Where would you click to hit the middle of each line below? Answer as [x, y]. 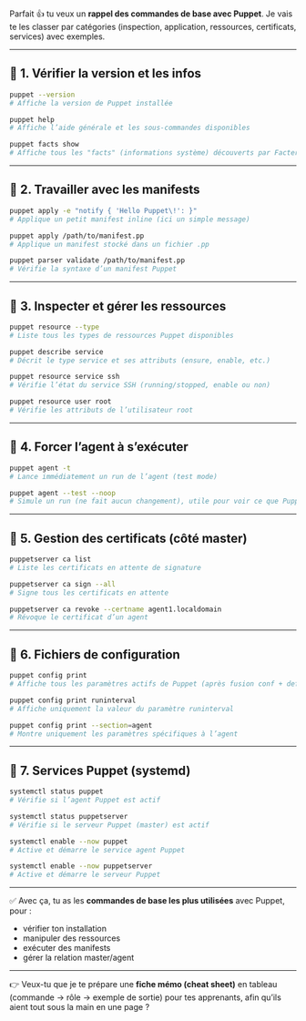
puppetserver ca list [51, 559]
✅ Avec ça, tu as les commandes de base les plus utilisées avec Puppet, [147, 901]
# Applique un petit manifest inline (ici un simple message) [130, 219]
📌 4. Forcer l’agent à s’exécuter [99, 447]
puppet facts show [44, 145]
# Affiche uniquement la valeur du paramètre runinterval [122, 709]
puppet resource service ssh [65, 377]
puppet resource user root [61, 402]
